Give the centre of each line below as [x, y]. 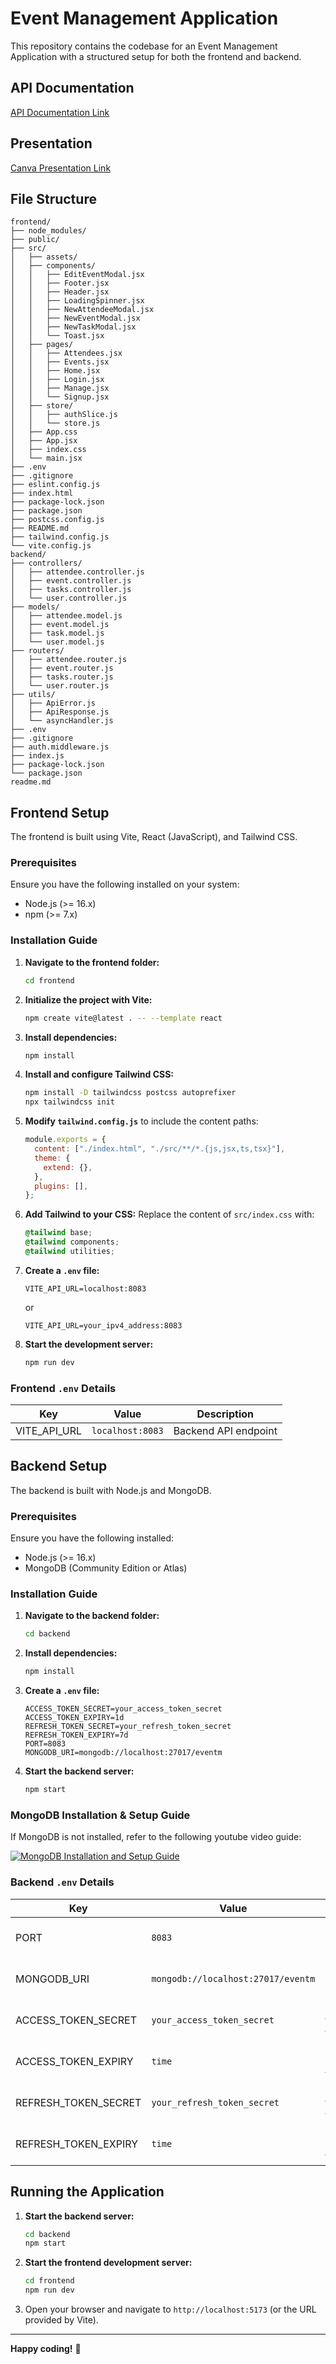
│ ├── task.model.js [57, 633]
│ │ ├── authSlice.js [64, 415]
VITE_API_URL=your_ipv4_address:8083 [103, 1325]
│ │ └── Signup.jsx [60, 397]
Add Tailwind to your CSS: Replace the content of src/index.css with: [169, 1214]
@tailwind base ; [58, 1233]
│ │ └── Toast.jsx [57, 336]
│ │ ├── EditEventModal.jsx [77, 275]
